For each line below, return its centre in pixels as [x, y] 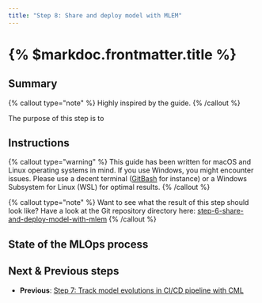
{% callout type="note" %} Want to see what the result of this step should [129, 203]
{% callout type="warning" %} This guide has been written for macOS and [130, 162]
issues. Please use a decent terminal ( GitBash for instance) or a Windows [128, 179]
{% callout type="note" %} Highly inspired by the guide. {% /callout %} [125, 103]
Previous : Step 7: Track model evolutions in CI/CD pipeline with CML [131, 290]
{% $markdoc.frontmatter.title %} [123, 54]
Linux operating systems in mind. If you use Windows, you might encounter [131, 170]
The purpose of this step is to [56, 118]
